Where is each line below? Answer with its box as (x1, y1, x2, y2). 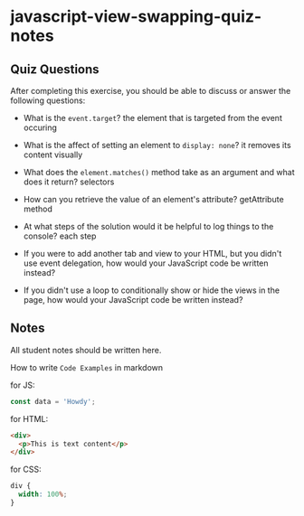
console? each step (23, 230, 97, 241)
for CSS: (10, 464, 42, 475)
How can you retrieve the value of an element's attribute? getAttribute (23, 194, 284, 204)
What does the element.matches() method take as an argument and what (23, 167, 295, 177)
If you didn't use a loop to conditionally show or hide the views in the (23, 285, 280, 296)
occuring (23, 122, 58, 133)
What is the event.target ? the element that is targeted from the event (23, 113, 283, 123)
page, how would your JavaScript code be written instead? (23, 295, 243, 305)
